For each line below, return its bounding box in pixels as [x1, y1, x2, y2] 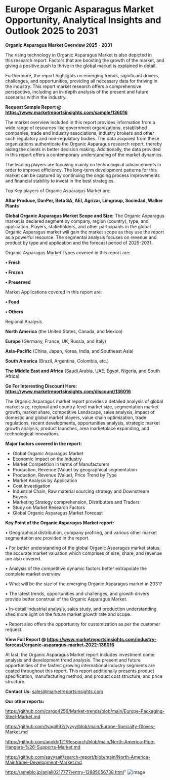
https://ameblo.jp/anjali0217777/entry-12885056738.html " [5, 769, 126, 775]
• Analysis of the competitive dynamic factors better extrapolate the [5, 565, 147, 572]
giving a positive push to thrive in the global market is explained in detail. [5, 63, 157, 69]
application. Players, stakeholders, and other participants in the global [5, 223, 151, 229]
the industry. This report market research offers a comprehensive [5, 83, 142, 89]
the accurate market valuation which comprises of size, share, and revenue [5, 550, 162, 556]
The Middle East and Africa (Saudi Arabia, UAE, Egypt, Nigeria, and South [5, 368, 160, 374]
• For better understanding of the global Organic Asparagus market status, [5, 545, 161, 551]
